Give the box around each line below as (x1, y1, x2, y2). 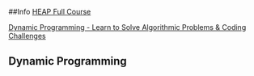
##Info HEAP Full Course (8, 7, 91, 16)
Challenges (8, 32, 46, 40)
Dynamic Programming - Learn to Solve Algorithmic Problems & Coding (8, 23, 247, 32)
